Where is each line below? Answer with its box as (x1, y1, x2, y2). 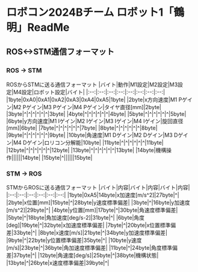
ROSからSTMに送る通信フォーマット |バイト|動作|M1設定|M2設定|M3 (6, 81, 178, 88)
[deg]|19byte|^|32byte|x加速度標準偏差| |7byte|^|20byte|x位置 (6, 221, 161, 229)
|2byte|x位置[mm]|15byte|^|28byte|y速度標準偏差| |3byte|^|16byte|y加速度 (6, 199, 191, 206)
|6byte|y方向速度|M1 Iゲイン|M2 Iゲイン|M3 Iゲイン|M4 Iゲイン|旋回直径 (6, 117, 184, 124)
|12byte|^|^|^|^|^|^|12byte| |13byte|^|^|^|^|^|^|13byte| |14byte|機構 (6, 146, 167, 154)
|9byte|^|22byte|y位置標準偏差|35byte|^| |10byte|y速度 (6, 236, 143, 244)
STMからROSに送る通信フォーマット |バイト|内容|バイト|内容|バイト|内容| (6, 184, 190, 191)
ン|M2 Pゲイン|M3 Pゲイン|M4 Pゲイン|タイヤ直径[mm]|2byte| (6, 103, 161, 110)
